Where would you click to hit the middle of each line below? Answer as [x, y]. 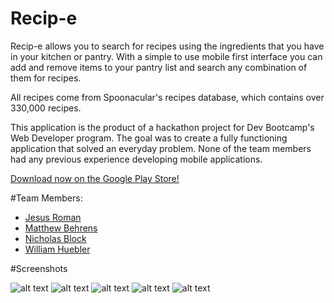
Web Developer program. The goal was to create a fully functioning [149, 138]
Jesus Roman [53, 217]
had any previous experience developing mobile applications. [136, 159]
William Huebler [57, 249]
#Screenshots [39, 268]
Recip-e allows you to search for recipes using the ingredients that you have [167, 46]
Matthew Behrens [61, 228]
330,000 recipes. [46, 108]
